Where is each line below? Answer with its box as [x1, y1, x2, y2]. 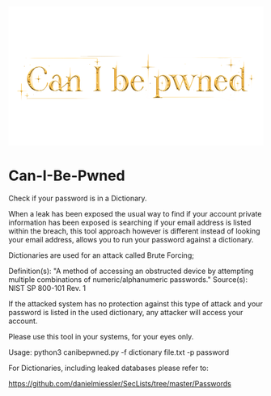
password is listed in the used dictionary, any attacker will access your [8, 308, 243, 318]
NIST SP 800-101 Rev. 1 [8, 284, 87, 293]
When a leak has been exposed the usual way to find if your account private [8, 209, 262, 219]
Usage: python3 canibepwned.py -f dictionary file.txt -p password [8, 348, 230, 357]
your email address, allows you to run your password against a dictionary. [8, 235, 254, 245]
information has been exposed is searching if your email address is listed [8, 217, 252, 228]
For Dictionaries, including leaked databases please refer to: [8, 363, 209, 373]
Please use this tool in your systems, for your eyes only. [8, 332, 194, 342]
